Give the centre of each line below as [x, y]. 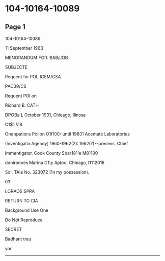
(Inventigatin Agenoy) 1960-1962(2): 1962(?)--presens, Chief [67, 144]
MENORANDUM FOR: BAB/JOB [37, 58]
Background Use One [27, 210]
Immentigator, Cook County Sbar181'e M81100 [52, 153]
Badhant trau [18, 239]
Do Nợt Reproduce [24, 220]
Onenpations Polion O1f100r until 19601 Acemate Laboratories [68, 134]
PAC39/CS [16, 86]
